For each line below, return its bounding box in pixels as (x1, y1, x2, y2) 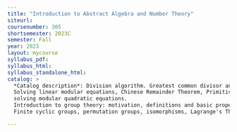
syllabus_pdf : (7, 56, 49, 63)
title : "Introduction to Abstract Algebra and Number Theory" (7, 10, 194, 18)
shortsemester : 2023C (7, 29, 71, 37)
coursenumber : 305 (7, 23, 61, 30)
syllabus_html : (7, 62, 52, 70)
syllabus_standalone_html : (7, 69, 87, 76)
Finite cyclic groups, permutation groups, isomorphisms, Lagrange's (13, 108, 222, 115)
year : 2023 (7, 43, 39, 50)
